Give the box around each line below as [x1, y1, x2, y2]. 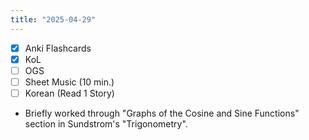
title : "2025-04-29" [10, 14, 97, 25]
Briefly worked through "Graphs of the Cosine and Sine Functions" [24, 107, 300, 119]
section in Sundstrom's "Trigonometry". [24, 117, 188, 130]
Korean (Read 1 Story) [24, 87, 115, 99]
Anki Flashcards [24, 42, 92, 54]
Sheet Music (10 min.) [24, 76, 115, 88]
